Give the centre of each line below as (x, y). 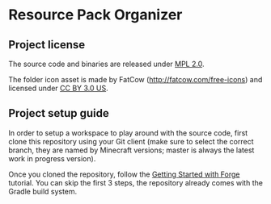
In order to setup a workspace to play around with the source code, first (128, 133)
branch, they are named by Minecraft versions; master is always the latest (131, 150)
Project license (47, 45)
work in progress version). (52, 158)
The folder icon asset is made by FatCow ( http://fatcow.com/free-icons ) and (135, 79)
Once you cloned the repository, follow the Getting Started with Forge (124, 174)
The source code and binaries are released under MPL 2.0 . (106, 64)
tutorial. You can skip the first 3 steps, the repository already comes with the (135, 182)
